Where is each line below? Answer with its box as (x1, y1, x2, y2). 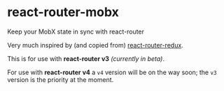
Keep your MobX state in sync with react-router (7, 27, 145, 36)
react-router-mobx (7, 4, 119, 20)
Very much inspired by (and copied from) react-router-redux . (7, 41, 183, 49)
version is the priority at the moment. (7, 75, 114, 84)
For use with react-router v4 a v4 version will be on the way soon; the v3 (7, 68, 217, 76)
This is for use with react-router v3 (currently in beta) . (7, 54, 165, 63)
